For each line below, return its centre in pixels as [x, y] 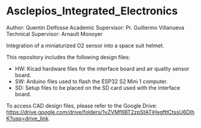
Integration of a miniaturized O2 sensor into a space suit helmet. [85, 45]
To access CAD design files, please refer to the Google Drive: [82, 105]
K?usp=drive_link [28, 118]
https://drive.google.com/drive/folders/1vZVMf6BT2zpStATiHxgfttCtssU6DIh [100, 112]
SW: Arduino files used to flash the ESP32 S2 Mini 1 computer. [91, 81]
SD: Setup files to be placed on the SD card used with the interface [98, 87]
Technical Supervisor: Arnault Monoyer [54, 33]
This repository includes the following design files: [68, 57]
